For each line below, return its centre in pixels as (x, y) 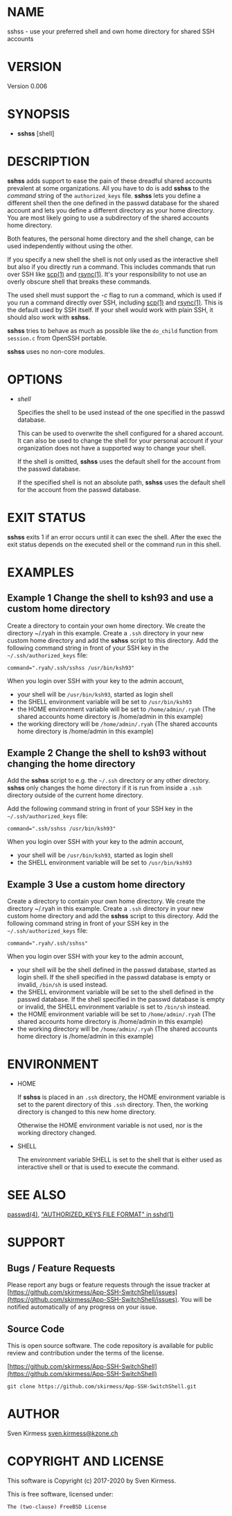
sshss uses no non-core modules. (56, 351)
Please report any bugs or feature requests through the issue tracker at (109, 1285)
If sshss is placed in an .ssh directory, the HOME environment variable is (121, 1097)
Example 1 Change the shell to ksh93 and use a (110, 598)
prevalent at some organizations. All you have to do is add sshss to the (108, 188)
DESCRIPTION (48, 161)
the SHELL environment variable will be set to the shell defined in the (115, 992)
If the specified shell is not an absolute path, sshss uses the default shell (121, 482)
